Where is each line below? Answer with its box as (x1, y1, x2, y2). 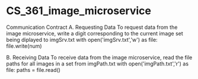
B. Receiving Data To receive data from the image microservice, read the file (6, 54, 193, 61)
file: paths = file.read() (6, 66, 61, 73)
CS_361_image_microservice (6, 4, 151, 18)
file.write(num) (6, 42, 43, 50)
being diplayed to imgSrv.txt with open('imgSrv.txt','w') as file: (6, 36, 158, 43)
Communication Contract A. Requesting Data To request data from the (6, 24, 178, 31)
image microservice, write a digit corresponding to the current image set (6, 29, 184, 37)
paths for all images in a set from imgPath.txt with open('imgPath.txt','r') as (6, 60, 189, 67)
